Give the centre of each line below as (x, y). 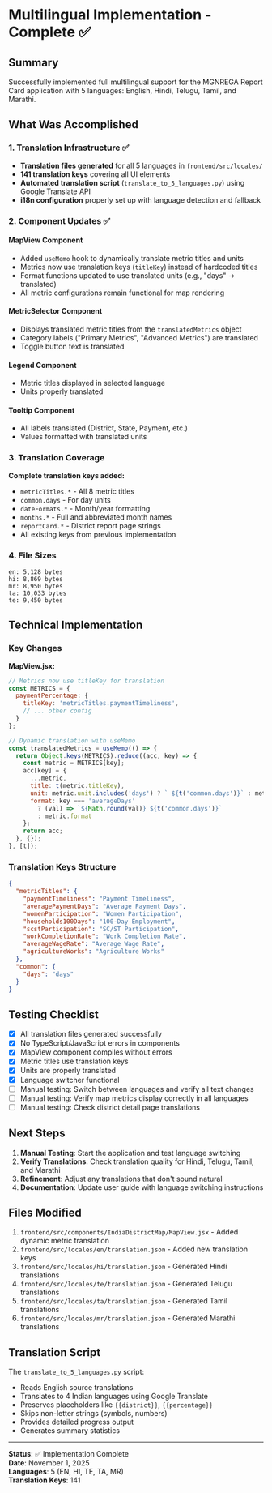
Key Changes (35, 648)
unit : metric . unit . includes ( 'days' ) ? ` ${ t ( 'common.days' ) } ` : (140, 793)
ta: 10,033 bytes (38, 593)
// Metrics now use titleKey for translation (86, 681)
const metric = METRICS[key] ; (74, 764)
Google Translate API (55, 191)
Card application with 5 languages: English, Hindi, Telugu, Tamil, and (123, 90)
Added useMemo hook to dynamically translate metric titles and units (132, 258)
